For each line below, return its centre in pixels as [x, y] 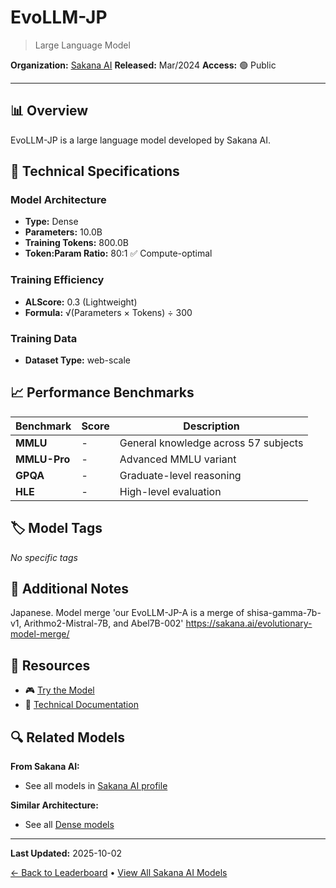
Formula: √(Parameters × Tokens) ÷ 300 [108, 312]
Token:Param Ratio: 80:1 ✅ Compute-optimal [118, 253]
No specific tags [44, 557]
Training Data [44, 338]
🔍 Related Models [67, 737]
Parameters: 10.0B [63, 232]
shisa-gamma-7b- [284, 613]
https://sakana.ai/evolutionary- [249, 623]
